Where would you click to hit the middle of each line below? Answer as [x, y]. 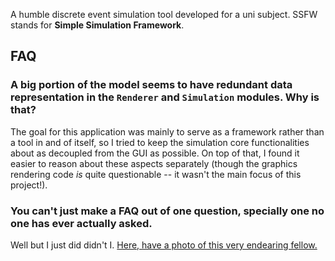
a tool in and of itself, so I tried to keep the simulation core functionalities [160, 142]
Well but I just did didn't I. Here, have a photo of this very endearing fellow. [164, 245]
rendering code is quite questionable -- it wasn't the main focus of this [156, 174]
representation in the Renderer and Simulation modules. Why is [165, 97]
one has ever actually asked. [81, 223]
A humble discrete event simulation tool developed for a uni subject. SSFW [164, 14]
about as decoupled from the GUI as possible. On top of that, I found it [155, 153]
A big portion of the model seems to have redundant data [151, 85]
